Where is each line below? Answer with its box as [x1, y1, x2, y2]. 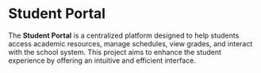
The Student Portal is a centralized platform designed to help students [8, 31, 240, 40]
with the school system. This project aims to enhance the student [8, 47, 222, 57]
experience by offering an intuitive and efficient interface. [8, 56, 196, 65]
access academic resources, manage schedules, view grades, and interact [8, 38, 253, 48]
